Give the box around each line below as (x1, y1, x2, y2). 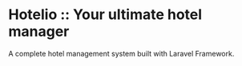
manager (8, 22, 70, 41)
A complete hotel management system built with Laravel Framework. (8, 49, 235, 58)
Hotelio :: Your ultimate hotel (8, 6, 203, 24)
